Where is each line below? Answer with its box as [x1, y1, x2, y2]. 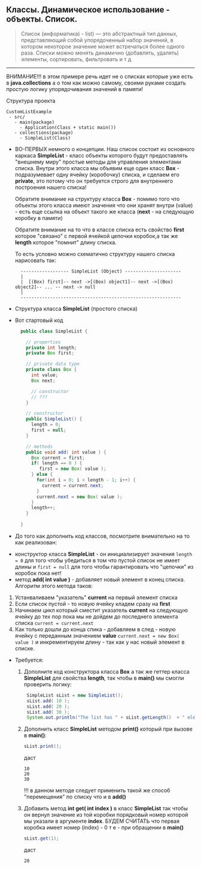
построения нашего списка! [14, 183, 87, 191]
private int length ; [26, 345, 77, 351]
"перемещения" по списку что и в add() [23, 793, 127, 801]
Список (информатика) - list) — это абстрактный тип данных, [20, 30, 178, 37]
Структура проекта [6, 97, 56, 104]
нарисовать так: [14, 257, 57, 264]
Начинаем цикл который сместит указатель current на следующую [14, 607, 188, 614]
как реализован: [14, 539, 57, 546]
